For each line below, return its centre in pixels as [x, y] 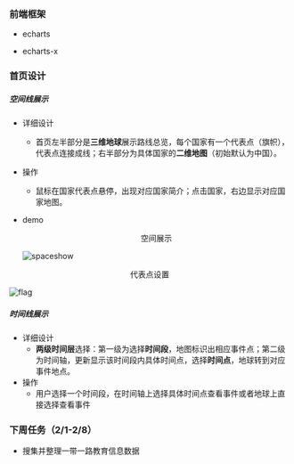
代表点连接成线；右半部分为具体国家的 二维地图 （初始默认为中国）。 [159, 153]
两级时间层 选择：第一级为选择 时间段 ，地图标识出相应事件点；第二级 [160, 349]
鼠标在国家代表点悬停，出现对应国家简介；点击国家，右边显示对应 [156, 191]
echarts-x [40, 52]
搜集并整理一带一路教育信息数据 [81, 451]
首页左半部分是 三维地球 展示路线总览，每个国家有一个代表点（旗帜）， [162, 142]
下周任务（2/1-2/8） [53, 430]
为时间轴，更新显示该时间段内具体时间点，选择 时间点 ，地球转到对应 [160, 360]
